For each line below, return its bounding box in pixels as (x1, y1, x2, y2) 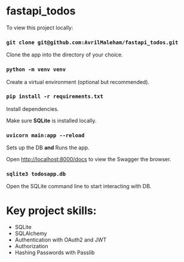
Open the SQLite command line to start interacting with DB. (6, 183, 152, 190)
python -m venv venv (6, 66, 66, 73)
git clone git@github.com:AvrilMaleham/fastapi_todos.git (6, 39, 179, 46)
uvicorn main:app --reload (6, 132, 85, 138)
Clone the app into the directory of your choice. (6, 51, 124, 58)
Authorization (14, 243, 49, 250)
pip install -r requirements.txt (6, 93, 103, 100)
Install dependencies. (6, 105, 59, 112)
